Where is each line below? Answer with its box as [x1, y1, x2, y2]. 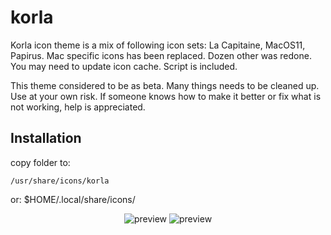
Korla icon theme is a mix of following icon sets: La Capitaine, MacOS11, [10, 39, 306, 51]
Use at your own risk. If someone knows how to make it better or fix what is [10, 90, 322, 102]
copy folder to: [10, 156, 71, 168]
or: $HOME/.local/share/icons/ [10, 193, 136, 205]
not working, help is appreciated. [10, 101, 146, 113]
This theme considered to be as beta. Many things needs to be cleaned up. [10, 79, 320, 91]
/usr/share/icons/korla [10, 176, 110, 186]
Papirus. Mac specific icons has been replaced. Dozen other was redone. [10, 49, 312, 61]
